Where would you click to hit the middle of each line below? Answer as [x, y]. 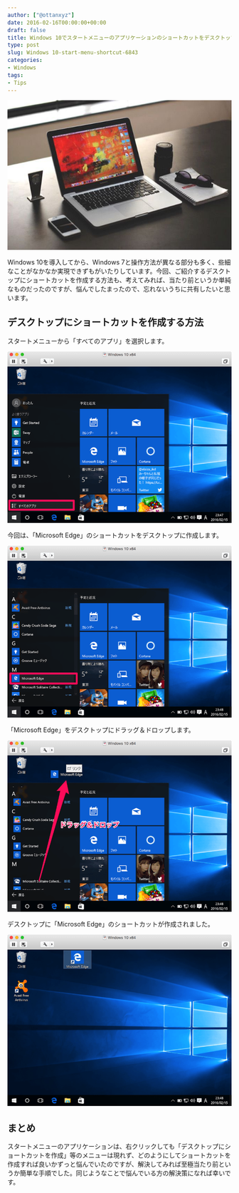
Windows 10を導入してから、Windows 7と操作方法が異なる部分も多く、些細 [119, 262]
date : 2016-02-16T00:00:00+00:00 [57, 22]
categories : [25, 61]
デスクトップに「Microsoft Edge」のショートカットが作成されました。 [111, 924]
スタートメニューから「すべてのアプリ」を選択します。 [88, 341]
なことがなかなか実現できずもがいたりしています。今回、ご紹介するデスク [116, 272]
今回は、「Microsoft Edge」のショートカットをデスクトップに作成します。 [115, 535]
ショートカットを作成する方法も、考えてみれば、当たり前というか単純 [128, 280]
